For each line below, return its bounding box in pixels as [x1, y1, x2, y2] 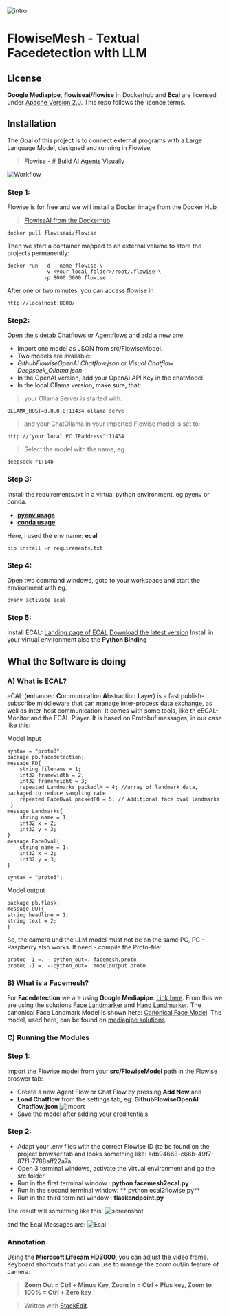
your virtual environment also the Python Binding [7, 636, 147, 644]
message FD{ [7, 759, 41, 766]
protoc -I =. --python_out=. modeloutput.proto [7, 962, 146, 969]
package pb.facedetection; [7, 753, 85, 760]
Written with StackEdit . [23, 1302, 89, 1310]
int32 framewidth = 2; [19, 771, 85, 779]
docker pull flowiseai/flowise [7, 230, 97, 237]
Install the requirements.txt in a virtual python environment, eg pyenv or [7, 490, 210, 498]
